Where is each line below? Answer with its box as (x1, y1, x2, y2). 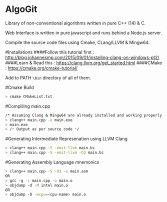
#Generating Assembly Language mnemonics (5, 159, 99, 165)
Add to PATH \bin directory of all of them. (5, 74, 91, 80)
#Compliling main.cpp (5, 103, 50, 109)
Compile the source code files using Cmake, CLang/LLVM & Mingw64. (5, 39, 150, 45)
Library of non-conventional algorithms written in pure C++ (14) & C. (5, 20, 146, 26)
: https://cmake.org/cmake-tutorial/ (5, 65, 78, 71)
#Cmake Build (5, 84, 34, 90)
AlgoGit (5, 3, 37, 15)
